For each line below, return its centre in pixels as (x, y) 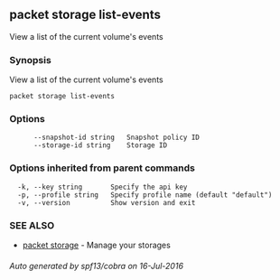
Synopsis (30, 60)
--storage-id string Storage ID (100, 145)
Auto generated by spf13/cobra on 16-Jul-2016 (96, 266)
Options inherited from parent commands (103, 168)
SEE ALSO (32, 225)
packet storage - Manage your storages (97, 245)
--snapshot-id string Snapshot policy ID (117, 138)
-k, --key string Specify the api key (103, 187)
